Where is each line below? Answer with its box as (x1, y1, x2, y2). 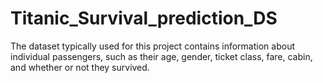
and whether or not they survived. (10, 61, 150, 73)
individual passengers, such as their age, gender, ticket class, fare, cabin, (10, 50, 313, 62)
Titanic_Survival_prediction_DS (10, 7, 278, 30)
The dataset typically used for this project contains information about (10, 40, 295, 52)
